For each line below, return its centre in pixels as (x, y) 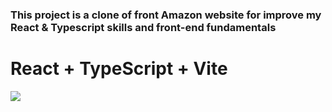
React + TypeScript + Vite (119, 69)
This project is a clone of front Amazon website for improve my (166, 15)
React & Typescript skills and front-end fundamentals (143, 27)
